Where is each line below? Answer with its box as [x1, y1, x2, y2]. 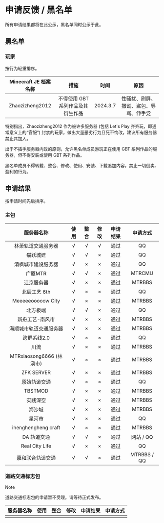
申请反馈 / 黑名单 [5, 4, 73, 16]
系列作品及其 [58, 102, 88, 109]
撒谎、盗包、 [121, 102, 151, 109]
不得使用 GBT [58, 95, 89, 102]
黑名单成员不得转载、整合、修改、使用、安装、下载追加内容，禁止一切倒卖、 [5, 162, 159, 168]
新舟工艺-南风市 [17, 316, 55, 323]
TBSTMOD [23, 387, 49, 394]
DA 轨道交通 [22, 433, 50, 440]
